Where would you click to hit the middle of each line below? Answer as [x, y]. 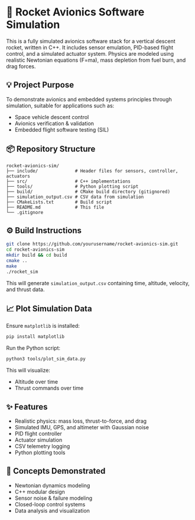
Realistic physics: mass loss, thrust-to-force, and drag [80, 421]
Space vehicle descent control [52, 117]
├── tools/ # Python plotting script [72, 186]
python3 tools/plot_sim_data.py [46, 359]
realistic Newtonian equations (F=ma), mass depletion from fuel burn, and [96, 60]
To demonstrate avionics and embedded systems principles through [89, 99]
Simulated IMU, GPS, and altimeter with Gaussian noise [82, 427]
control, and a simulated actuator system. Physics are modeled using [90, 53]
